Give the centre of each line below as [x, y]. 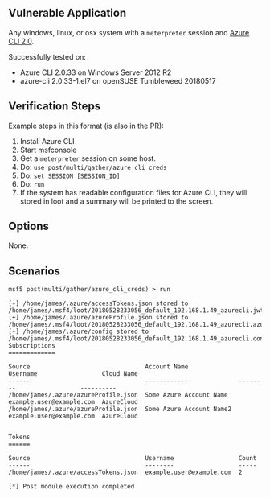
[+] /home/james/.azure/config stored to [79, 332]
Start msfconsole [48, 150]
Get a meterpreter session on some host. [88, 158]
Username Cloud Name [73, 374]
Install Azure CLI [47, 141]
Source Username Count [133, 459]
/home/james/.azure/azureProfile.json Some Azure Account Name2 [120, 410]
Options [29, 226]
